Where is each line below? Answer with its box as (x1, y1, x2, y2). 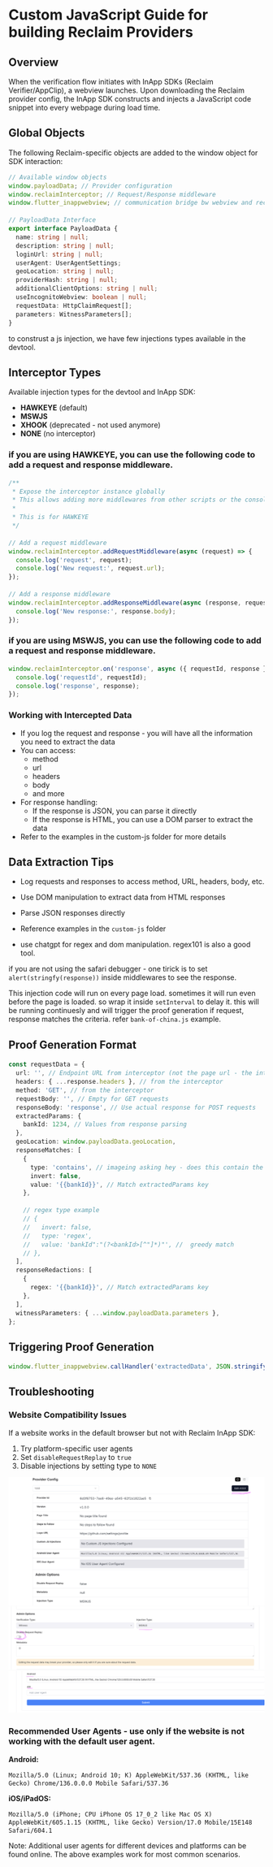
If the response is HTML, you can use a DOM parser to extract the (32, 814, 253, 824)
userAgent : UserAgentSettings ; (15, 258, 122, 267)
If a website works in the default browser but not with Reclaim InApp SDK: (8, 1427, 256, 1437)
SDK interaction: (8, 156, 63, 166)
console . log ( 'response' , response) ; (15, 682, 140, 690)
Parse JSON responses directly (19, 908, 126, 918)
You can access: (19, 745, 76, 755)
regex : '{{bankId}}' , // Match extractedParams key (29, 1284, 209, 1292)
